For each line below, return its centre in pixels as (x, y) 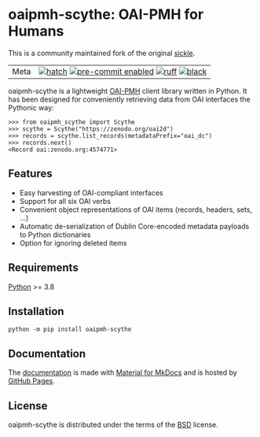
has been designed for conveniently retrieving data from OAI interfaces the (130, 99)
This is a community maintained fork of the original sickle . (102, 53)
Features (30, 174)
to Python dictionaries (55, 235)
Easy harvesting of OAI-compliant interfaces (91, 193)
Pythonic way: (31, 107)
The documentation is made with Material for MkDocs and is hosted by (123, 372)
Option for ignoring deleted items (73, 243)
